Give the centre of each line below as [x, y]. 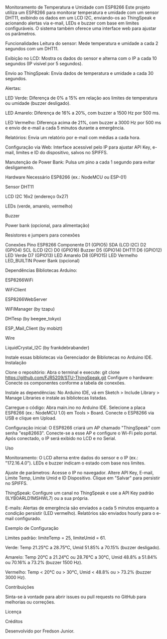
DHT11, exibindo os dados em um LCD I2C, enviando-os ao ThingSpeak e [81, 18]
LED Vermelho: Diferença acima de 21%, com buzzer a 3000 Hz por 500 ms [83, 122]
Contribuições [20, 587]
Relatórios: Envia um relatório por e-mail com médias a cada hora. [73, 137]
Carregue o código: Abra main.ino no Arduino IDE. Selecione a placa [75, 408]
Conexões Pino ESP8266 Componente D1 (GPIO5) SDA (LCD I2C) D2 [76, 245]
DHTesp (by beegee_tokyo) [33, 319]
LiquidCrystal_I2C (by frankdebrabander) [47, 348]
